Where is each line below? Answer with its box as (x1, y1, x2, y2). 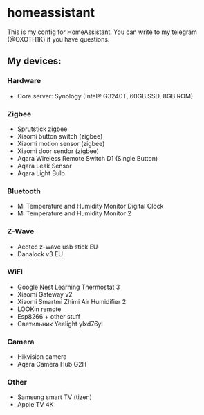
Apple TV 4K (17, 400, 54, 409)
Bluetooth (7, 186, 41, 195)
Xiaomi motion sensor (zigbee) (17, 139, 105, 148)
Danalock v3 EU (17, 249, 64, 258)
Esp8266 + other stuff (17, 312, 81, 320)
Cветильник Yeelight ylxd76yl (17, 319, 103, 328)
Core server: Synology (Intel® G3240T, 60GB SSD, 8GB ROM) (17, 91, 194, 100)
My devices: (7, 55, 62, 67)
